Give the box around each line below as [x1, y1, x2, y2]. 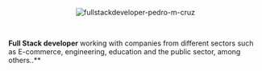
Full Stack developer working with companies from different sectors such [8, 38, 254, 48]
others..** [8, 56, 42, 65]
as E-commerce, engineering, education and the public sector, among [8, 47, 241, 56]
